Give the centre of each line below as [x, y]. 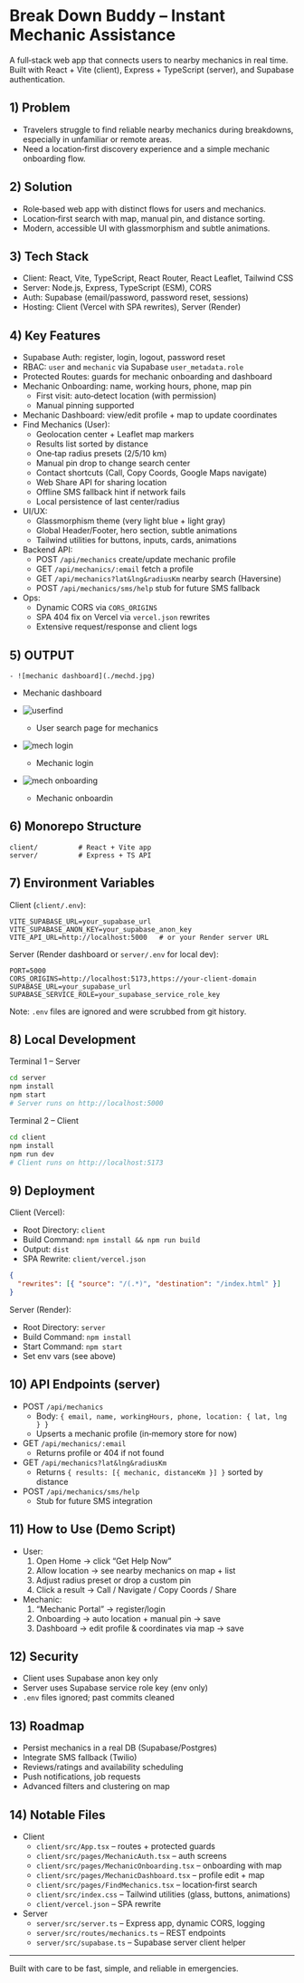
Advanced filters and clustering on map [96, 1787]
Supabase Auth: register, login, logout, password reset [124, 358]
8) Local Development [72, 1040]
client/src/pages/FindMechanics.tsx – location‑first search [147, 1884]
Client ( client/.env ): [47, 905]
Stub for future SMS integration [94, 1500]
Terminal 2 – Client [44, 1120]
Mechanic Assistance [93, 35]
